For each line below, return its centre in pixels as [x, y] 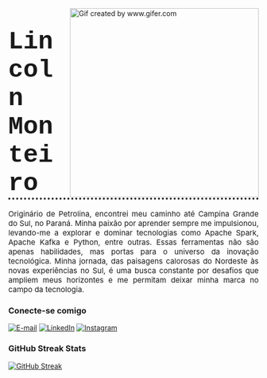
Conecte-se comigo [48, 310]
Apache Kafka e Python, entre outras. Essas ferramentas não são [133, 242]
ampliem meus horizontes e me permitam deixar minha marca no [133, 280]
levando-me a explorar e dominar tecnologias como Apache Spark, [133, 232]
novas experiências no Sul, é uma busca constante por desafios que [133, 270]
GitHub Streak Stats [47, 349]
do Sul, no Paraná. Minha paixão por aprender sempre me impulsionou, [133, 223]
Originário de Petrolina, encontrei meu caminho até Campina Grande [133, 214]
